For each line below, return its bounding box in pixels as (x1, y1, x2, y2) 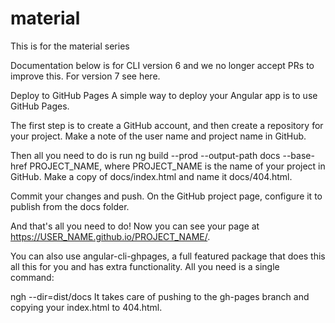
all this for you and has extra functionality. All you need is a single (10, 260, 280, 272)
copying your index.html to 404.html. (10, 301, 163, 313)
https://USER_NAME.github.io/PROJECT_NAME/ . (10, 230, 211, 242)
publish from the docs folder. (10, 200, 130, 212)
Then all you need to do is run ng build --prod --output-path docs (10, 149, 281, 161)
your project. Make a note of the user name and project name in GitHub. (10, 130, 307, 142)
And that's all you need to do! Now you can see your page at (10, 220, 260, 232)
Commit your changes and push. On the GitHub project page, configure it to (10, 190, 323, 202)
